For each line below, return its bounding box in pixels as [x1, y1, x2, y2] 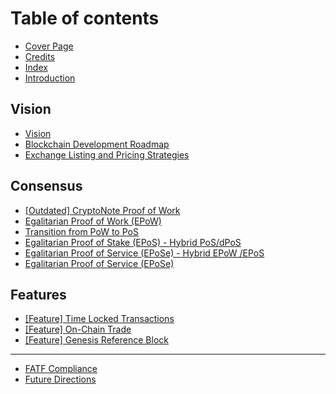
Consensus [10, 178, 83, 195]
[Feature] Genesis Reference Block [24, 334, 169, 346]
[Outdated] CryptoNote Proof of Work [24, 204, 181, 216]
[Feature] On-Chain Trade [24, 323, 132, 336]
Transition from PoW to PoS [24, 225, 139, 237]
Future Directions [24, 373, 97, 386]
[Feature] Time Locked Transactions [24, 313, 175, 325]
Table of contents [10, 7, 160, 30]
